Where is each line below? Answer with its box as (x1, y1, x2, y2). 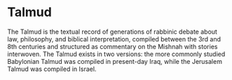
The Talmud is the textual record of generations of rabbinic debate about (7, 27, 217, 36)
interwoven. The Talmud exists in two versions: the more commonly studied (7, 50, 226, 58)
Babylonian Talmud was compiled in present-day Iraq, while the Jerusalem (7, 57, 223, 65)
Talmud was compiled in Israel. (7, 65, 97, 73)
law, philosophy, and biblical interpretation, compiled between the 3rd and (7, 34, 221, 43)
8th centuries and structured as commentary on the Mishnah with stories (7, 42, 218, 51)
